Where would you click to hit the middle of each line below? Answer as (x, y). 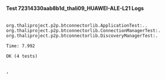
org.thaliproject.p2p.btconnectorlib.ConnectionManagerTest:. (83, 31)
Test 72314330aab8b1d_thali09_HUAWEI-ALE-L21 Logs (75, 8)
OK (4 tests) (22, 56)
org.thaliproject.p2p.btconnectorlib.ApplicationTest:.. (77, 26)
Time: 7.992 (20, 46)
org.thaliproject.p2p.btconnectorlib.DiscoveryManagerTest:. (82, 36)
